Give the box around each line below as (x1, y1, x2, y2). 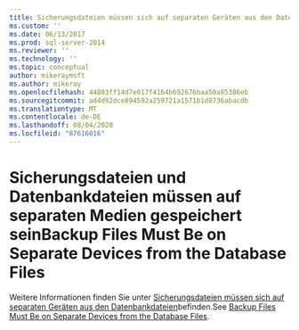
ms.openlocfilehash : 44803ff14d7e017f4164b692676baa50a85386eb (9, 87, 249, 96)
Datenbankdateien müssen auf (9, 186, 242, 207)
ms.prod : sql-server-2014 (9, 37, 105, 47)
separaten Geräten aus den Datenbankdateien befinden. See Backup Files (9, 301, 276, 312)
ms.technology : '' (9, 54, 77, 63)
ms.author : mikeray (9, 79, 82, 88)
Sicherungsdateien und (9, 168, 187, 188)
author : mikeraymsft (9, 71, 86, 80)
